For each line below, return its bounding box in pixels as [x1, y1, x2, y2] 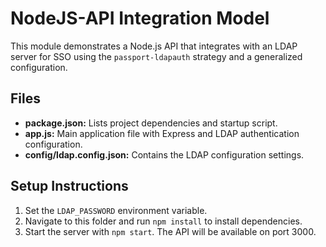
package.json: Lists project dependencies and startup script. [24, 117, 278, 129]
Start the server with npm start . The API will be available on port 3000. [24, 225, 317, 237]
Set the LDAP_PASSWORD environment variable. [24, 204, 208, 216]
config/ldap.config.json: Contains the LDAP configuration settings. [24, 148, 305, 161]
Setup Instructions [10, 178, 129, 195]
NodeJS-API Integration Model [10, 7, 270, 30]
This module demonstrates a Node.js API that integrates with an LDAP [10, 40, 298, 52]
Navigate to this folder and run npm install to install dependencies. [24, 215, 303, 227]
